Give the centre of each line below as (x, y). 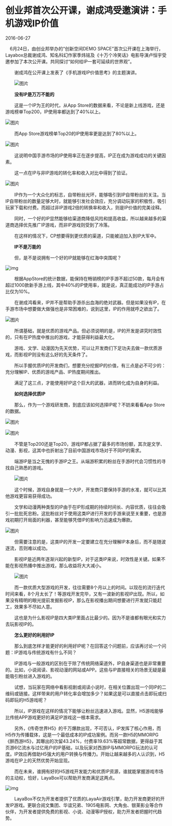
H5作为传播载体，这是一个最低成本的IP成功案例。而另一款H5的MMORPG (82, 734)
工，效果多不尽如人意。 (30, 607)
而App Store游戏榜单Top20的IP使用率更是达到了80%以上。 (77, 133)
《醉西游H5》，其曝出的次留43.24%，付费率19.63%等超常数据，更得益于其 (84, 741)
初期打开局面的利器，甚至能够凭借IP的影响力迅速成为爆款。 (72, 520)
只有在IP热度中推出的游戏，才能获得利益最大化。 (66, 337)
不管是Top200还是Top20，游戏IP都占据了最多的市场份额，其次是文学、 (90, 444)
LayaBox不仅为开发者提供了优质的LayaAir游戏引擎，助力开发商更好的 (87, 799)
